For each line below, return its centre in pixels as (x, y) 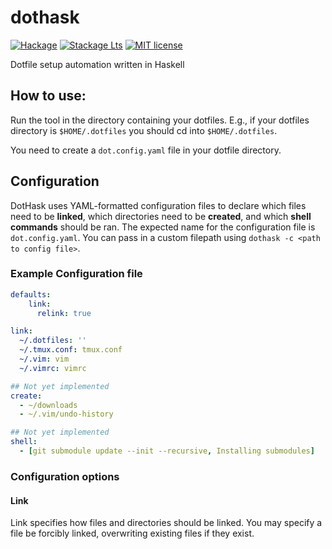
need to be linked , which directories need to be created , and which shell (161, 216)
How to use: (48, 96)
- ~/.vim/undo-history (66, 414)
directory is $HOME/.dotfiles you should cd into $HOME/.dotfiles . (144, 130)
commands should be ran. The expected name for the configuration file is (163, 227)
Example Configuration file (76, 274)
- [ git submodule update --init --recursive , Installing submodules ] (167, 451)
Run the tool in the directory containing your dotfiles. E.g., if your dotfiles (160, 120)
